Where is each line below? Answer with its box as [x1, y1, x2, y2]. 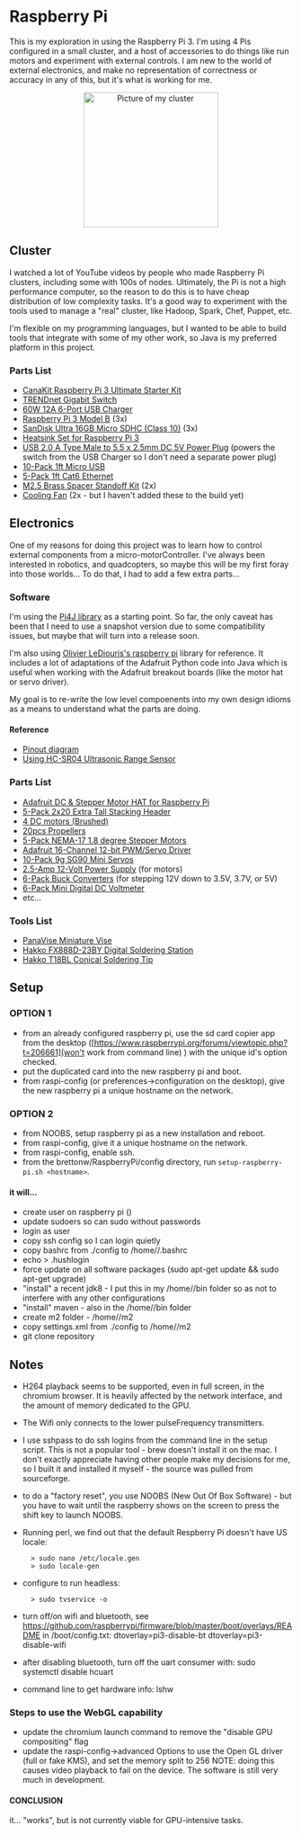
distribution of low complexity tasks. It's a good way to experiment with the [9, 295, 288, 307]
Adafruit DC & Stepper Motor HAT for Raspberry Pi [22, 796, 209, 807]
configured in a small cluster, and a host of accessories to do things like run [9, 45, 289, 56]
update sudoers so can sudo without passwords [22, 1216, 201, 1227]
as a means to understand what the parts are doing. [9, 703, 201, 714]
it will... [9, 1186, 38, 1197]
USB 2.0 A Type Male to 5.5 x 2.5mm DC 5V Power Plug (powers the [22, 443, 276, 453]
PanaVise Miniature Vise [22, 935, 112, 945]
